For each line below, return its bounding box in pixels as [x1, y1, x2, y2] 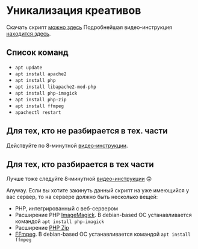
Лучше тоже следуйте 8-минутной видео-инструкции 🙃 [6, 175, 152, 183]
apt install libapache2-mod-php [14, 84, 96, 90]
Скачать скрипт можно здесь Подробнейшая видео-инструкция [6, 24, 173, 31]
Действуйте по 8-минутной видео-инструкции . [6, 142, 128, 149]
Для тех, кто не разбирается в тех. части [6, 126, 168, 136]
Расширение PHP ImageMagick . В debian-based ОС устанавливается [14, 212, 192, 219]
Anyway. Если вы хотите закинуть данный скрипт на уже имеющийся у [6, 187, 190, 194]
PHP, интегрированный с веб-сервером [14, 205, 119, 212]
